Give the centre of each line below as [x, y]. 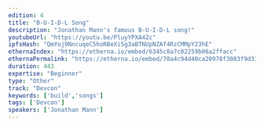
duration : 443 [31, 67]
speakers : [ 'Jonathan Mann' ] [56, 110]
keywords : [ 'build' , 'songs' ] [56, 95]
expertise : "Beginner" [45, 74]
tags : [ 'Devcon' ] [37, 103]
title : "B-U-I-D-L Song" [49, 23]
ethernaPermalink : [38, 59]
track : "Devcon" [35, 88]
